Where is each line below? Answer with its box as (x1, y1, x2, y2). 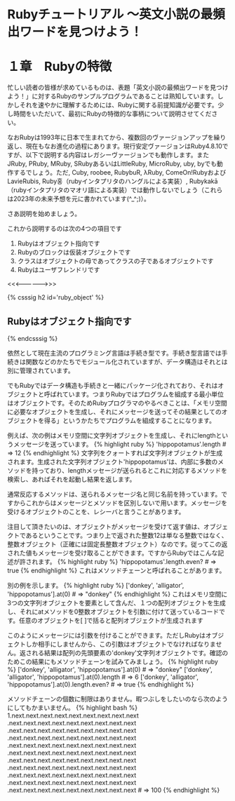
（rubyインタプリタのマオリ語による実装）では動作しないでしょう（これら (7, 186, 223, 194)
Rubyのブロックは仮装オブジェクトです (17, 248, 131, 257)
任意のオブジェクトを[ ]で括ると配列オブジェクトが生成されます (18, 616, 203, 624)
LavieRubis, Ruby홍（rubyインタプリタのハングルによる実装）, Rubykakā (7, 177, 218, 186)
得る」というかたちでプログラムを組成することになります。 (43, 416, 216, 424)
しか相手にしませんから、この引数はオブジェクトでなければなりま (25, 640, 216, 648)
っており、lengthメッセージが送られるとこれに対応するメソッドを (37, 466, 228, 474)
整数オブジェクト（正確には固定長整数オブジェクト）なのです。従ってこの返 (7, 539, 228, 548)
